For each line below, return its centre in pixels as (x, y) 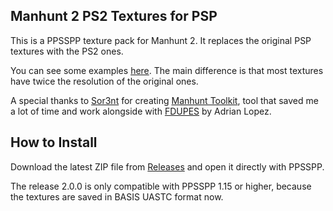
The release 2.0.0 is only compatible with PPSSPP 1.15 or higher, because (161, 186)
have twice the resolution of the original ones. (104, 81)
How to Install (54, 142)
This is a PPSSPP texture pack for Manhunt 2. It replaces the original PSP (161, 40)
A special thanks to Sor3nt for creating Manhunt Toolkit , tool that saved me (164, 100)
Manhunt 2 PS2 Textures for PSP (114, 16)
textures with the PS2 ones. (67, 51)
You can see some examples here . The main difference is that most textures (167, 70)
